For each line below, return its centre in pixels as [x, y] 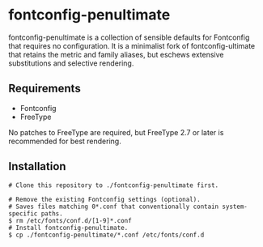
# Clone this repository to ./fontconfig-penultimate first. [114, 185]
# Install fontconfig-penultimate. [68, 228]
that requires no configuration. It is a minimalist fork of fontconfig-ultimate [132, 45]
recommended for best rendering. [65, 141]
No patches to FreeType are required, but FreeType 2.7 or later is [116, 132]
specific [23, 213]
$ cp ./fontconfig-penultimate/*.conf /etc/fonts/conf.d [106, 235]
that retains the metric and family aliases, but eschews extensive [116, 54]
